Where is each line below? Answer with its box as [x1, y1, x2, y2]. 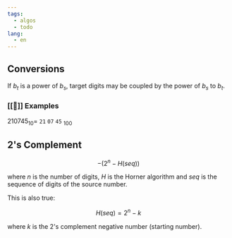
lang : [7, 30, 23, 37]
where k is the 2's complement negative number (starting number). [7, 222, 202, 230]
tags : [7, 10, 23, 18]
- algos [13, 17, 37, 24]
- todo [13, 23, 33, 30]
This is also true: [7, 194, 56, 202]
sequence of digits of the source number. [7, 180, 128, 189]
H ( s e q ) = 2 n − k [95, 208, 142, 217]
